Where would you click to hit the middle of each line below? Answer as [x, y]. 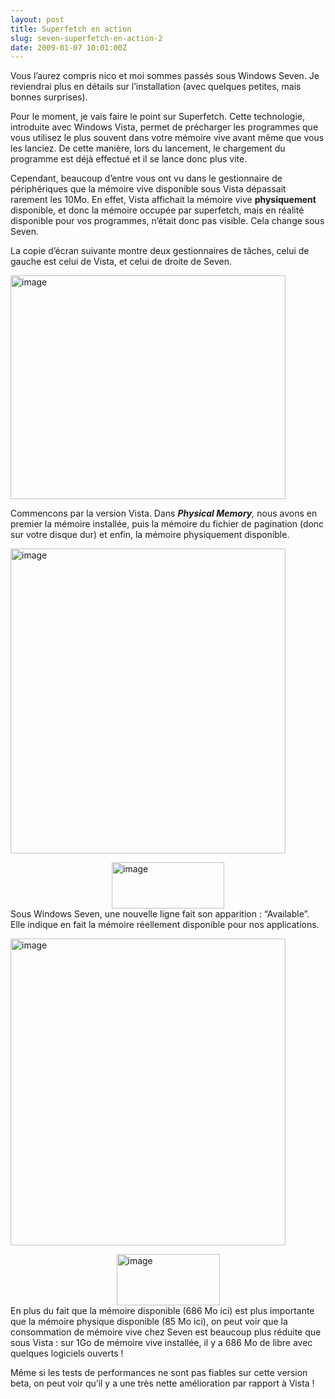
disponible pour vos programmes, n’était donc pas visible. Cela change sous [167, 221]
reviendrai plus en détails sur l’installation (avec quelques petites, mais [156, 87]
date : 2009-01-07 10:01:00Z [69, 47]
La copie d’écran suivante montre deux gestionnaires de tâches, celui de [160, 251]
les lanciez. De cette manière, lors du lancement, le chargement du [148, 148]
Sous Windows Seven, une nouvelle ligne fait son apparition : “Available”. [160, 914]
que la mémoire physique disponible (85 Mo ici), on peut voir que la [149, 1322]
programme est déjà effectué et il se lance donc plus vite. [129, 159]
